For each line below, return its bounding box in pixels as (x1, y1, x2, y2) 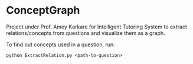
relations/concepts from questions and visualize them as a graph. (6, 29, 165, 36)
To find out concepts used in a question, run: (6, 41, 115, 48)
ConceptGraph (6, 4, 80, 17)
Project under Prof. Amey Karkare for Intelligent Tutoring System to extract (6, 23, 188, 30)
